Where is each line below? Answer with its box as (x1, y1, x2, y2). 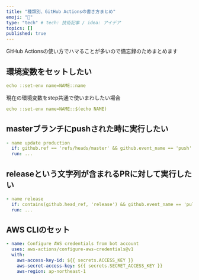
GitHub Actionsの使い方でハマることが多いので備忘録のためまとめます (6, 48, 178, 55)
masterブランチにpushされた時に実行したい (6, 124, 169, 134)
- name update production (6, 140, 70, 146)
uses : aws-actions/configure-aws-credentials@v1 (11, 246, 134, 252)
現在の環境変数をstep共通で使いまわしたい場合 (6, 94, 121, 101)
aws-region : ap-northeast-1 (17, 268, 86, 274)
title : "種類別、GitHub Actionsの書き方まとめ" (6, 8, 116, 15)
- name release (6, 196, 44, 202)
